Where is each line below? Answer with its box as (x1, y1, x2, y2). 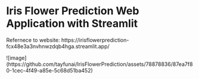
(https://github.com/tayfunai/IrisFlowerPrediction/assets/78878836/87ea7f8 (6, 61, 193, 68)
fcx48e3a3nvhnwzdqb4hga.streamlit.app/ (6, 43, 110, 50)
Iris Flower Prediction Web (6, 4, 139, 18)
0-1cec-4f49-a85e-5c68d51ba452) (6, 67, 94, 74)
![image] (6, 54, 27, 61)
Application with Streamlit (6, 17, 138, 30)
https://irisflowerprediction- (61, 36, 129, 43)
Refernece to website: (6, 36, 61, 43)
